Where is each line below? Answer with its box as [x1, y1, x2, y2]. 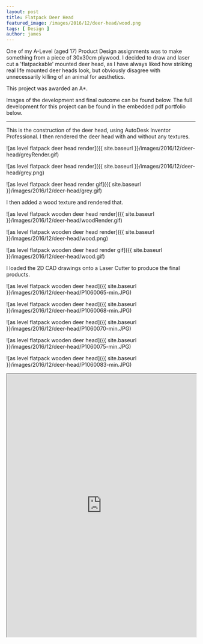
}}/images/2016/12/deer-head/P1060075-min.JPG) [6, 343, 132, 351]
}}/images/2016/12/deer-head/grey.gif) [6, 187, 102, 194]
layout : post [6, 8, 39, 15]
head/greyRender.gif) [6, 151, 59, 158]
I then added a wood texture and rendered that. [6, 199, 124, 206]
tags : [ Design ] [6, 25, 50, 32]
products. [6, 271, 30, 278]
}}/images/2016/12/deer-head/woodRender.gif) [6, 217, 123, 224]
